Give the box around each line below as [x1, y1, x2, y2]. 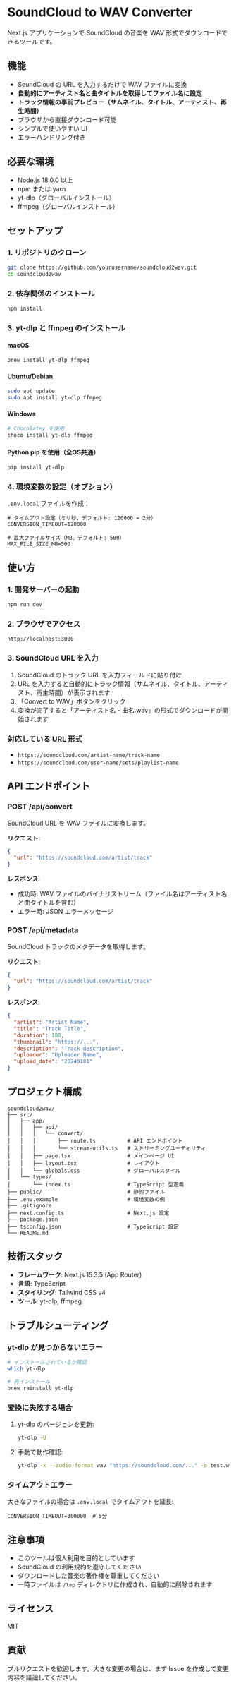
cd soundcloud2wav [7, 271, 61, 278]
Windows [7, 409, 36, 418]
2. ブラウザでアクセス [7, 619, 81, 629]
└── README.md [7, 1229, 49, 1236]
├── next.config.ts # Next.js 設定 [7, 1210, 170, 1217]
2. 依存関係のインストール [7, 289, 95, 299]
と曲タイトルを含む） [17, 898, 80, 907]
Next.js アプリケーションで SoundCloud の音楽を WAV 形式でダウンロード [7, 28, 222, 37]
